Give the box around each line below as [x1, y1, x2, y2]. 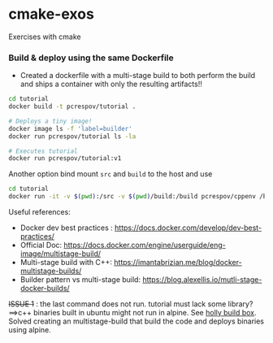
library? [227, 299, 253, 309]
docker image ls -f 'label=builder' [8, 124, 132, 132]
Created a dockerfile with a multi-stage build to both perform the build [19, 71, 256, 80]
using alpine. [8, 325, 51, 335]
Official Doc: [19, 241, 63, 250]
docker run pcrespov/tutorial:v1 [8, 154, 122, 163]
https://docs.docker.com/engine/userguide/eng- [63, 241, 226, 250]
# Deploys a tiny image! [8, 117, 93, 125]
